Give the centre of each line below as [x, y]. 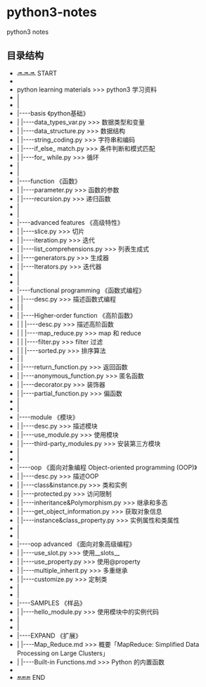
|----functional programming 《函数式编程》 [81, 290]
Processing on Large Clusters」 [63, 653]
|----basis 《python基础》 [53, 113]
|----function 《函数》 [49, 181]
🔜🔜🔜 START [37, 73]
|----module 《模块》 [47, 417]
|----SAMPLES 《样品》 [51, 602]
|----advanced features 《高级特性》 [70, 222]
